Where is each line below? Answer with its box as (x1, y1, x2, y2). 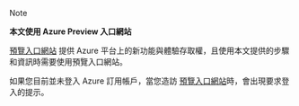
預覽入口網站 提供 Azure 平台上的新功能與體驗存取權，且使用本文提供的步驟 (9, 45, 290, 56)
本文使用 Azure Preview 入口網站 (9, 26, 132, 37)
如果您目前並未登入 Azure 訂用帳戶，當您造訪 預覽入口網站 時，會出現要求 (9, 75, 282, 86)
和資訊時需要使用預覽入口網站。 (9, 57, 128, 66)
